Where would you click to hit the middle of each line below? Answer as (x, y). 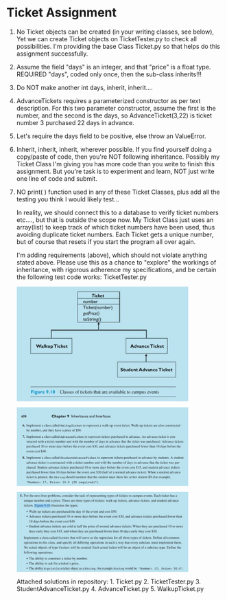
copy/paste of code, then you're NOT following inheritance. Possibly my (118, 157)
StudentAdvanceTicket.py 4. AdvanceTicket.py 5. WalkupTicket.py (110, 589)
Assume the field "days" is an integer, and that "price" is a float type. (113, 67)
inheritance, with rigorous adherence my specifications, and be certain (116, 269)
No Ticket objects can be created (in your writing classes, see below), (115, 32)
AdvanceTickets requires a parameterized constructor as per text (108, 100)
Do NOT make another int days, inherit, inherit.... (85, 87)
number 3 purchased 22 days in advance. (75, 122)
